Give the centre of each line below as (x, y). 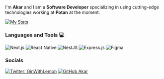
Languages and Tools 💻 (35, 35)
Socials (14, 60)
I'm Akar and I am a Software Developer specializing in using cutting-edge (82, 7)
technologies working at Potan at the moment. (53, 12)
